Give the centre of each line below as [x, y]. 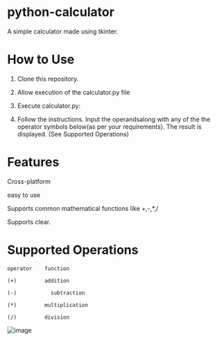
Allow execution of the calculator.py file [73, 92]
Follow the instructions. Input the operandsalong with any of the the [114, 119]
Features [33, 162]
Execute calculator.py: [49, 106]
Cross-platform [29, 181]
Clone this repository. [48, 79]
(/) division [38, 317]
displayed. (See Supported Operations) [73, 134]
